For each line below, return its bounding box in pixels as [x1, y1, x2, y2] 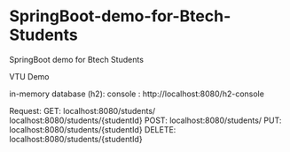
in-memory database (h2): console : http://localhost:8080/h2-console [9, 88, 264, 99]
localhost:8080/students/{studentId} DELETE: [9, 124, 176, 134]
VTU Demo [9, 71, 50, 81]
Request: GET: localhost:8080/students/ [9, 105, 156, 116]
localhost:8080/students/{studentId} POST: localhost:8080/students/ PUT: [9, 115, 282, 125]
